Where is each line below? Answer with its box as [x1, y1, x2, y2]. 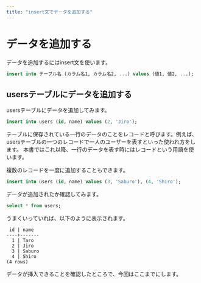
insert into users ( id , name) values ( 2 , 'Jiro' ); [6, 119, 138, 125]
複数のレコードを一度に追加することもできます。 [6, 166, 129, 174]
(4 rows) [6, 259, 29, 265]
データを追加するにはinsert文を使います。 [6, 59, 111, 66]
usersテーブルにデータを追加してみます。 [6, 106, 110, 114]
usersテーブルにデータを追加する [6, 89, 132, 100]
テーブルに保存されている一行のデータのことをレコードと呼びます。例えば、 [6, 131, 198, 138]
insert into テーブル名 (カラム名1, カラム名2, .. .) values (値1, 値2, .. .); [6, 71, 194, 77]
